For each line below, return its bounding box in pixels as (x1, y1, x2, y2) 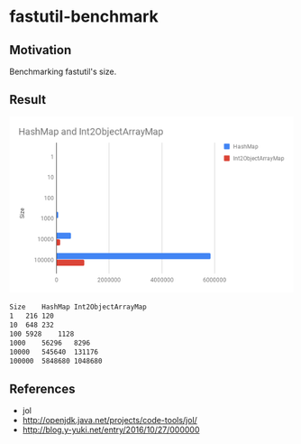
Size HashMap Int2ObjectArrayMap (9, 302, 147, 312)
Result (9, 92, 47, 107)
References (9, 381, 76, 396)
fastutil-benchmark (9, 6, 160, 27)
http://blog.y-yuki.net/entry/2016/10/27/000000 (22, 424, 200, 435)
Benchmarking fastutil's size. (9, 66, 117, 77)
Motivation (9, 42, 72, 58)
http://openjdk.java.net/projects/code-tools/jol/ (22, 415, 198, 426)
